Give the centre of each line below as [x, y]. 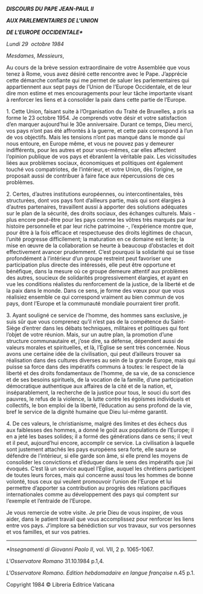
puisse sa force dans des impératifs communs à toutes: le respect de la [95, 367]
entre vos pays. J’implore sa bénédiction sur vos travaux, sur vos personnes [101, 526]
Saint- [178, 322]
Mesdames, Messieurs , [35, 56]
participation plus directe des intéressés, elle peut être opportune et [91, 265]
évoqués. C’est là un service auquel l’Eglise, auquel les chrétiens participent [101, 469]
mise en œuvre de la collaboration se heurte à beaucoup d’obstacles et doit [100, 245]
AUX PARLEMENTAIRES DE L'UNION [52, 20]
